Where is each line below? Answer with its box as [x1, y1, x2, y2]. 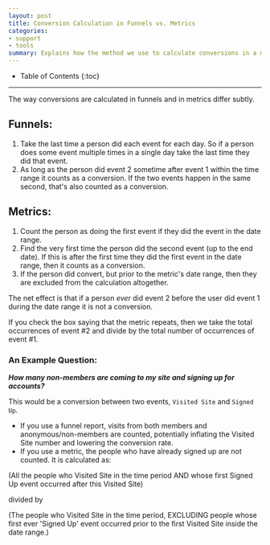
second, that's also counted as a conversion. [19, 182, 169, 191]
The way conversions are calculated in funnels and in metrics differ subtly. [8, 94, 255, 104]
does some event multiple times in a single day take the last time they [19, 147, 251, 157]
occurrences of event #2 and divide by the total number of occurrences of [8, 326, 255, 335]
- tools [8, 42, 35, 50]
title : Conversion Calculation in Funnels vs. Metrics [8, 19, 196, 27]
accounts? [8, 381, 46, 391]
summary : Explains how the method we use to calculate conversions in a [8, 49, 257, 57]
